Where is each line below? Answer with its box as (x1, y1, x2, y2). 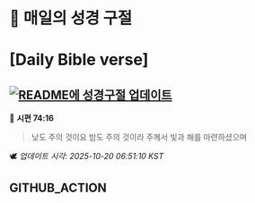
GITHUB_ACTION (9, 180, 108, 195)
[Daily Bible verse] (9, 50, 149, 70)
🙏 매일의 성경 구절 (9, 8, 133, 29)
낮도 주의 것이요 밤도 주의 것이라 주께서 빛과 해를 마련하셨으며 (31, 131, 247, 143)
